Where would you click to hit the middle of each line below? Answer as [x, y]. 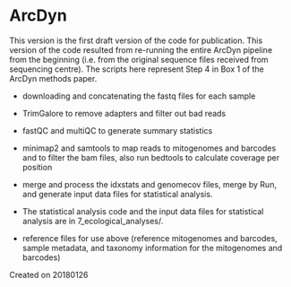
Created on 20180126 [49, 274]
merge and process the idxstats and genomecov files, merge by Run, [150, 184]
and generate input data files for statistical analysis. [117, 194]
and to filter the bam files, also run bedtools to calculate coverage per [151, 157]
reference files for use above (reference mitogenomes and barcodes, [150, 238]
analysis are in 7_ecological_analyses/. [93, 221]
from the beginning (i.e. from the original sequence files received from [139, 59]
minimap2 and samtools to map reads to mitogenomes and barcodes [149, 148]
